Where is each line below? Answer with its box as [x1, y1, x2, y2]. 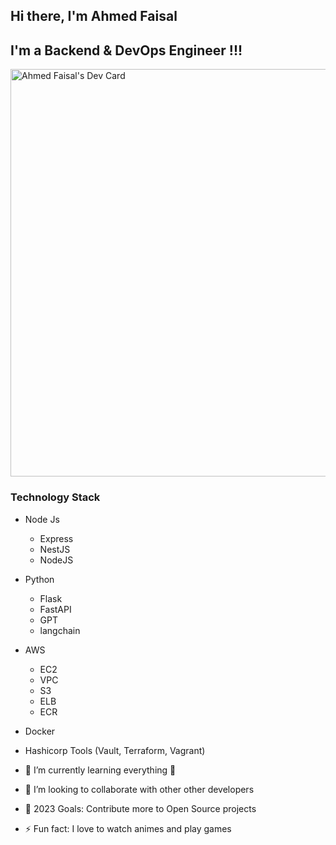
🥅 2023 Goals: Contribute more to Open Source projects [24, 802, 257, 814]
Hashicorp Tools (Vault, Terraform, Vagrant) [24, 744, 206, 756]
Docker [24, 725, 56, 737]
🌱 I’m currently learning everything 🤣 [24, 764, 177, 776]
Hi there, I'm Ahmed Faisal [10, 8, 178, 25]
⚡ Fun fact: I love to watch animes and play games [24, 822, 232, 834]
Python [24, 573, 55, 585]
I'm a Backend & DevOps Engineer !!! [10, 42, 243, 59]
